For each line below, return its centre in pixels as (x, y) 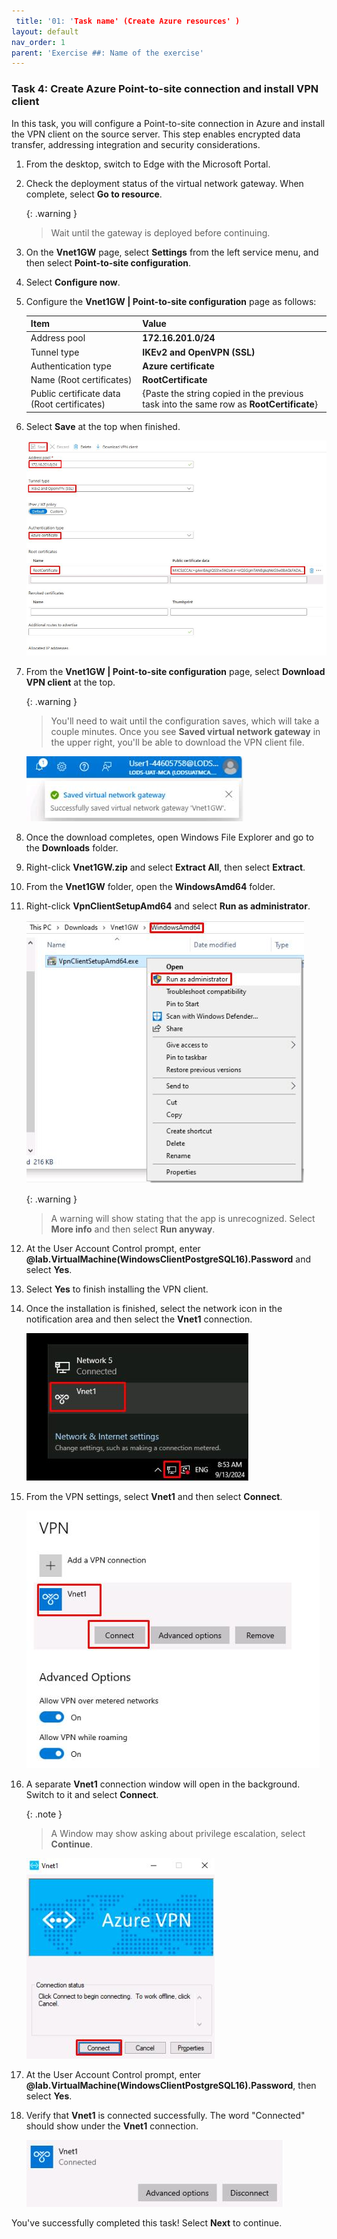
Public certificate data (75, 394)
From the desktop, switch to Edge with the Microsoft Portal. (148, 164)
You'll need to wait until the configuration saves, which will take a (185, 721)
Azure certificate (178, 366)
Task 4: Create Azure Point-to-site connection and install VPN (165, 89)
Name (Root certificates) (81, 380)
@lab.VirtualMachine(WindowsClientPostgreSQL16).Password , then (171, 2085)
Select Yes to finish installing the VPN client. (117, 1289)
